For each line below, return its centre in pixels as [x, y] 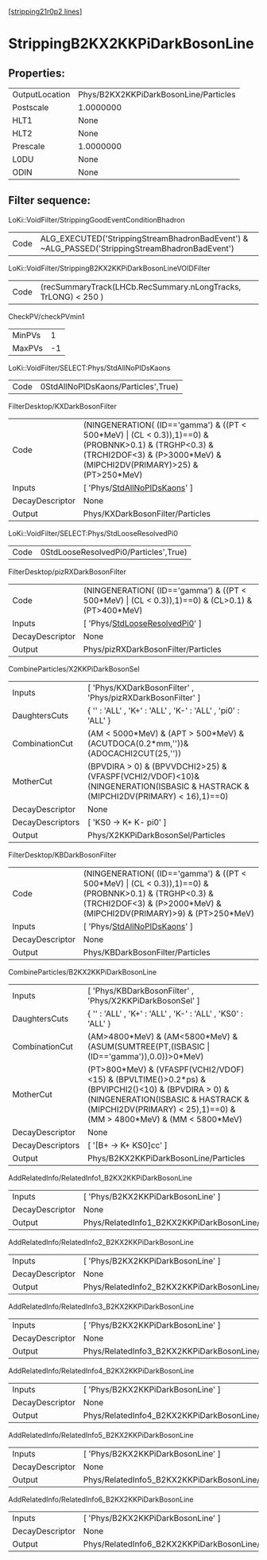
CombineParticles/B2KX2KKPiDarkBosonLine [83, 971]
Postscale [31, 107]
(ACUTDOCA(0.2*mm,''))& [138, 743]
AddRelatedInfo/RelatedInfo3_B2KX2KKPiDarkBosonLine [101, 1306]
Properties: [37, 73]
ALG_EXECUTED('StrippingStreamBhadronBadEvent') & [144, 238]
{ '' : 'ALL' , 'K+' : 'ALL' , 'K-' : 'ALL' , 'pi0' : [163, 711]
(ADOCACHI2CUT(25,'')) [134, 753]
